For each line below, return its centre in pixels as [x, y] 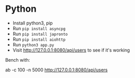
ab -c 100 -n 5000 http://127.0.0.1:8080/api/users [57, 70]
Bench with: [18, 60]
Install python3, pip [33, 23]
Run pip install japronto [40, 34]
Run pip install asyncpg [39, 28]
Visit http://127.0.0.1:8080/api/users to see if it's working [71, 50]
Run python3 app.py [33, 44]
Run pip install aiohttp [39, 39]
